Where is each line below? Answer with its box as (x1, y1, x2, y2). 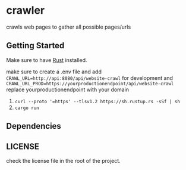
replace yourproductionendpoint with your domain (6, 86, 130, 93)
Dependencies (6, 121, 61, 131)
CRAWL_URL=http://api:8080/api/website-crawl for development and (6, 74, 174, 81)
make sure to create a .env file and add (6, 68, 102, 75)
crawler (6, 4, 45, 17)
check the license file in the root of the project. (6, 157, 121, 164)
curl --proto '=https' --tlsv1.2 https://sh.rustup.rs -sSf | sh (14, 98, 180, 104)
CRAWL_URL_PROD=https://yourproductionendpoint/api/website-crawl (6, 81, 174, 86)
